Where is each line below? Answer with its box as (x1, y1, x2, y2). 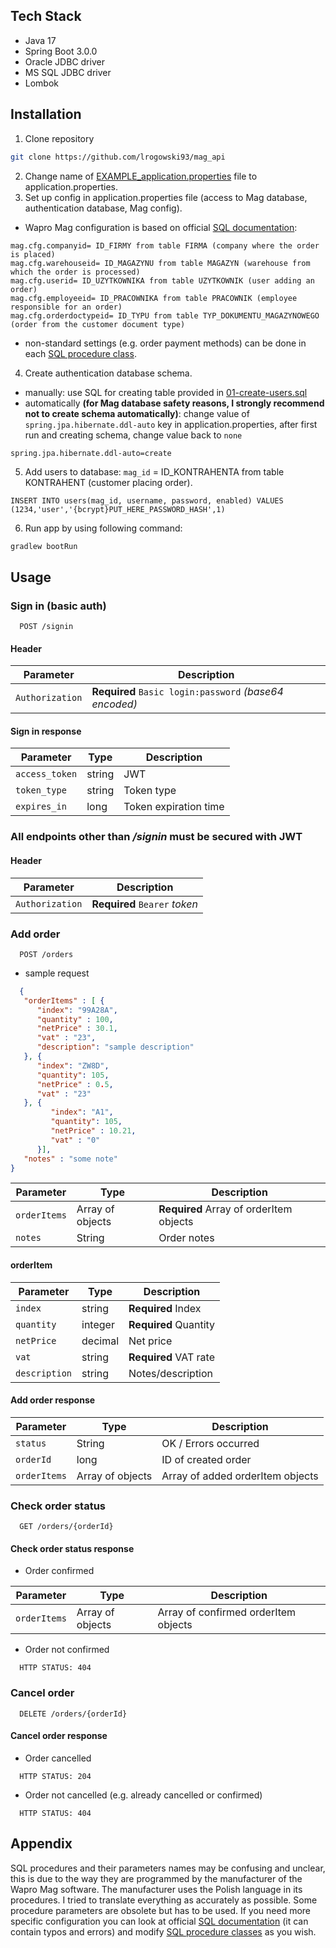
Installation (10, 106, 82, 123)
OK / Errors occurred (161, 1436, 260, 1450)
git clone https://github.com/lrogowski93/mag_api (10, 152, 226, 162)
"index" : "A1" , (50, 1107, 114, 1118)
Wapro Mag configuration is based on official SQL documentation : (24, 221, 298, 233)
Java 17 (24, 34, 57, 46)
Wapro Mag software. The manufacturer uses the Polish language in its (10, 1883, 303, 1895)
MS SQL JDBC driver (24, 66, 112, 78)
